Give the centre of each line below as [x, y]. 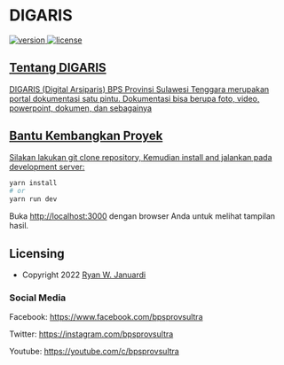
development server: [47, 167]
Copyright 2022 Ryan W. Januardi [84, 275]
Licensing [37, 253]
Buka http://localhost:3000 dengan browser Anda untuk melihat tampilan [142, 216]
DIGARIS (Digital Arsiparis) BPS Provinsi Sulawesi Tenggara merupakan [139, 89]
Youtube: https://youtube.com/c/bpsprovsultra [94, 352]
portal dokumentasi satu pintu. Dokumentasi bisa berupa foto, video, [134, 98]
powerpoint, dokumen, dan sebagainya [81, 108]
